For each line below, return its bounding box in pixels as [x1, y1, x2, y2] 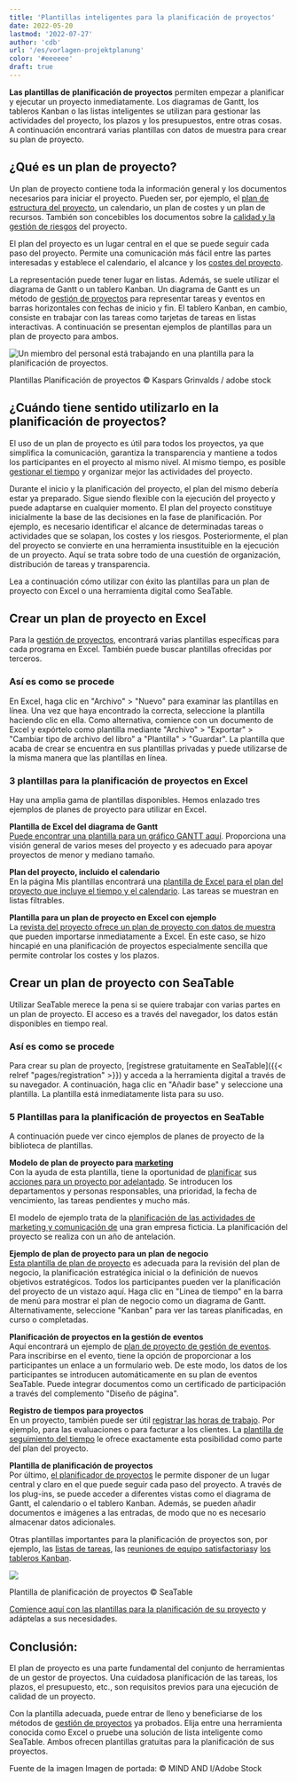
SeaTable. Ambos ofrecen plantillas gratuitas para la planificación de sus [9, 1737, 275, 1747]
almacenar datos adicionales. [9, 1517, 117, 1527]
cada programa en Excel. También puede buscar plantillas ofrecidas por [9, 644, 272, 655]
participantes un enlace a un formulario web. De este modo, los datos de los [9, 1360, 288, 1371]
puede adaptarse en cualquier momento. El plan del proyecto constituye [9, 502, 273, 513]
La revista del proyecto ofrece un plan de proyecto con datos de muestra [9, 921, 277, 932]
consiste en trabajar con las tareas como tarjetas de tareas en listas [9, 311, 257, 322]
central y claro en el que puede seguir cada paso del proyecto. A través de [9, 1479, 282, 1490]
